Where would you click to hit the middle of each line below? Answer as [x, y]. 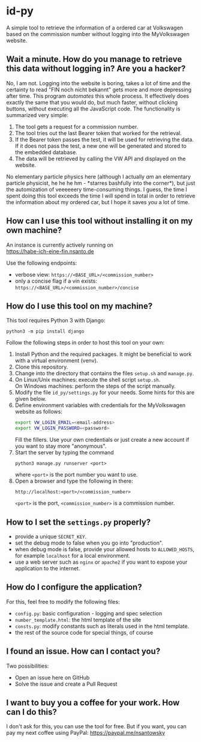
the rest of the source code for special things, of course [84, 632]
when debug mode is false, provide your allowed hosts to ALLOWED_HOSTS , [105, 549]
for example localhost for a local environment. [73, 555]
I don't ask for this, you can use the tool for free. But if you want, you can [97, 726]
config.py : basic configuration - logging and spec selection [88, 613]
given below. [31, 399]
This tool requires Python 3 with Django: [56, 321]
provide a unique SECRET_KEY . [51, 536]
